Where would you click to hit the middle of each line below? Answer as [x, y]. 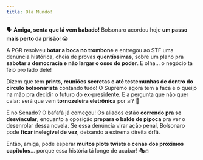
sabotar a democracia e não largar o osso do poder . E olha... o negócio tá [100, 63]
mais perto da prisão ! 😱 [37, 38]
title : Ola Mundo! [29, 12]
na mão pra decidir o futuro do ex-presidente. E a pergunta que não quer [98, 94]
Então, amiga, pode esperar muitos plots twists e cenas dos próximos [95, 144]
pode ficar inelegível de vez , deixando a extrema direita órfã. [83, 132]
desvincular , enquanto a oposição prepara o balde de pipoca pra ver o [96, 119]
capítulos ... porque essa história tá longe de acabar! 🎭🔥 [77, 150]
